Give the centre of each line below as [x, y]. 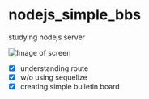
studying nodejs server [47, 37]
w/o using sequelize [53, 77]
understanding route [54, 68]
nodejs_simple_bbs [75, 15]
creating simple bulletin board [70, 87]
